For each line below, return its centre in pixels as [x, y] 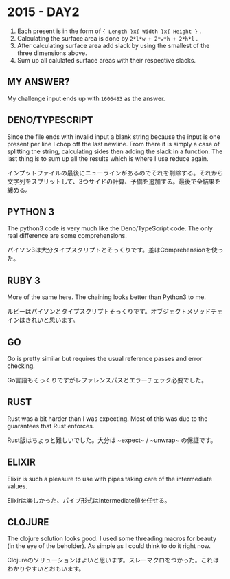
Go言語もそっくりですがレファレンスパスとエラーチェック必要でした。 [107, 380]
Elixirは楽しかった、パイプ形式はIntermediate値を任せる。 [89, 500]
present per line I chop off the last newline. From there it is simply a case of [114, 144]
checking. [21, 366]
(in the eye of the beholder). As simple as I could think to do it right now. [109, 546]
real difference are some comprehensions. [67, 236]
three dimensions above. [52, 53]
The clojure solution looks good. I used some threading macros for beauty [112, 539]
